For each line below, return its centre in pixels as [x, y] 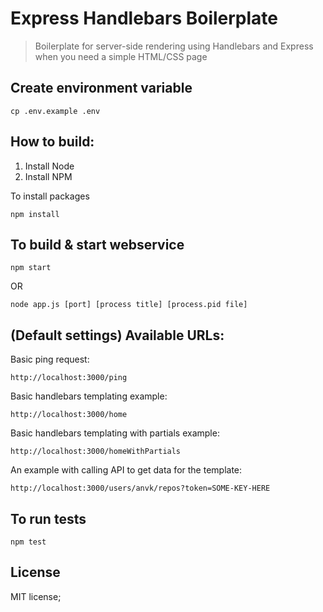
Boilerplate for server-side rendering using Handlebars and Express [174, 46]
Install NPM [48, 176]
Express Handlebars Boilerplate [144, 18]
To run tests [48, 518]
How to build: [52, 142]
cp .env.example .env [55, 111]
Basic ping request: [50, 359]
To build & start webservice [97, 244]
